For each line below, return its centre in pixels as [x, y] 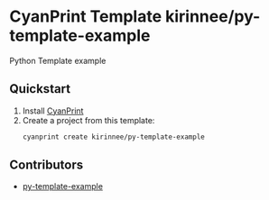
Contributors [46, 165]
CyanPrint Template [86, 17]
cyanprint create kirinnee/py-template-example [113, 137]
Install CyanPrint [53, 111]
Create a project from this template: [88, 120]
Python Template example [58, 60]
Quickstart [40, 89]
